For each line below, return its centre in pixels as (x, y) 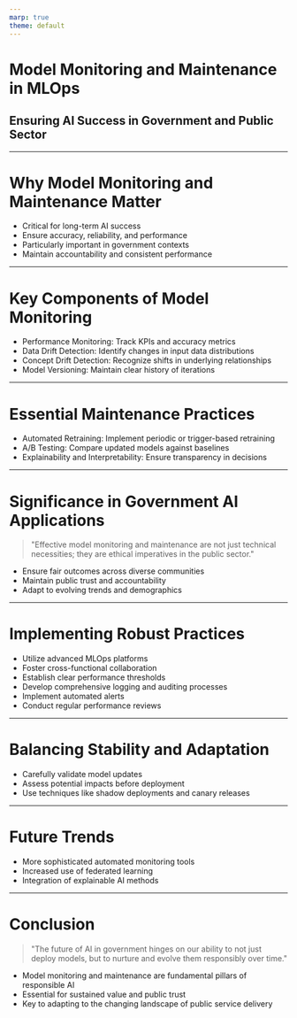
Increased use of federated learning (87, 871)
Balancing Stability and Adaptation (139, 750)
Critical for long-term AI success (81, 226)
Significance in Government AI (124, 501)
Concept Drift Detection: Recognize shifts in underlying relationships (147, 360)
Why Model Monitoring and (111, 183)
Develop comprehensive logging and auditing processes (125, 687)
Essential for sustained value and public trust (104, 994)
